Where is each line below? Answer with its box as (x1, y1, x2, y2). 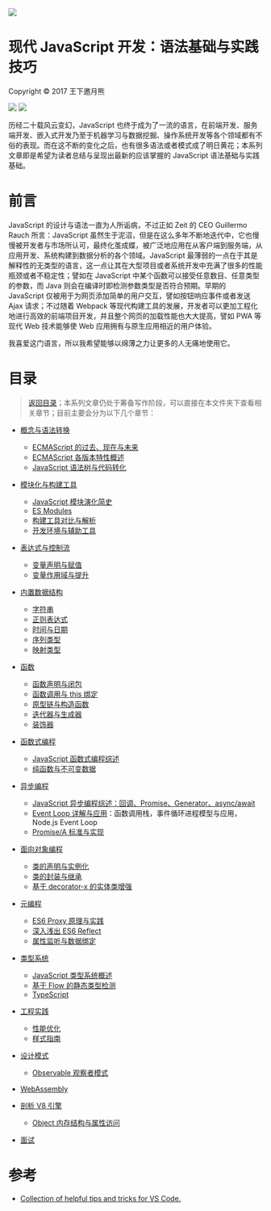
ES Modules (31, 506, 73, 515)
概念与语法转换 (19, 425, 70, 435)
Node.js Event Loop (31, 817, 98, 827)
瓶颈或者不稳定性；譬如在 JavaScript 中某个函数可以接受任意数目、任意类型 (8, 271, 261, 280)
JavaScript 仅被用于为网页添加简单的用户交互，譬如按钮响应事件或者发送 (8, 291, 252, 301)
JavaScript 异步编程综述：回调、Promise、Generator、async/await (31, 798, 256, 808)
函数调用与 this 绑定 (31, 689, 98, 699)
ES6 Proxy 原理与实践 (31, 915, 105, 925)
